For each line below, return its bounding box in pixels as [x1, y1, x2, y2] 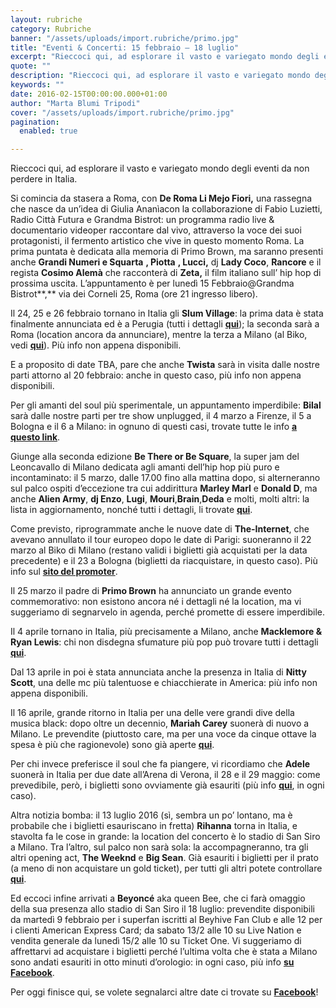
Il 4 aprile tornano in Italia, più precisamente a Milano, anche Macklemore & [10, 626, 323, 638]
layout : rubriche [10, 14, 83, 25]
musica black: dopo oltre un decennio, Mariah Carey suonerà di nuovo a [10, 717, 310, 730]
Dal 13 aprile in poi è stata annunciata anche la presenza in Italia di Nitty [10, 666, 307, 678]
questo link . [10, 431, 61, 443]
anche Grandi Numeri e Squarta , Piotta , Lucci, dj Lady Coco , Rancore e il [10, 256, 322, 268]
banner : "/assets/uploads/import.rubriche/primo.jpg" [10, 33, 240, 43]
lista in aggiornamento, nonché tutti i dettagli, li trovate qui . [10, 504, 253, 516]
